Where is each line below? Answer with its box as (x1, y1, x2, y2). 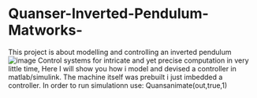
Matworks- (8, 21, 83, 39)
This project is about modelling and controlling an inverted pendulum (8, 47, 232, 56)
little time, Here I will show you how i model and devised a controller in (8, 64, 237, 73)
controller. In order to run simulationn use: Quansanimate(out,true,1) (8, 80, 227, 90)
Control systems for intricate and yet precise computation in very (38, 56, 250, 65)
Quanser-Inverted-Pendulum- (8, 5, 209, 23)
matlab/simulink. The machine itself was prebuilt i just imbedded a (8, 72, 223, 82)
